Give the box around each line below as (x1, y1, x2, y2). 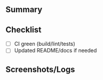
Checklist (5, 25, 42, 35)
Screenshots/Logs (5, 64, 75, 74)
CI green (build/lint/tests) (14, 41, 75, 48)
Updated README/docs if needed (14, 47, 97, 54)
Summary (5, 5, 43, 15)
